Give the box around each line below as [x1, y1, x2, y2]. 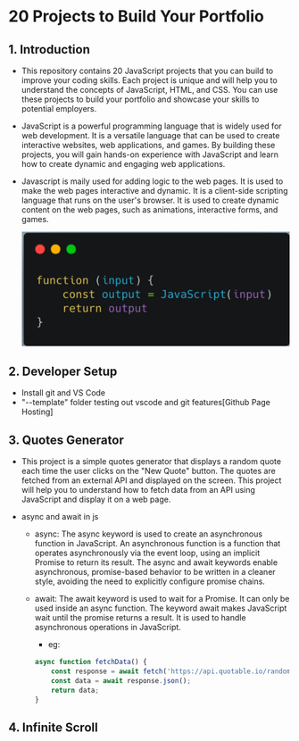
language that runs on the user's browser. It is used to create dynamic [21, 195, 279, 205]
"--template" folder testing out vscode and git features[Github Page [21, 397, 271, 408]
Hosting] [21, 406, 54, 417]
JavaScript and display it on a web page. [21, 494, 171, 505]
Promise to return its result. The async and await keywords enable [34, 557, 278, 568]
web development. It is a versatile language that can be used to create [21, 130, 280, 140]
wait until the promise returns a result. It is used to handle [34, 612, 246, 623]
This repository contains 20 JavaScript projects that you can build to [21, 65, 274, 76]
